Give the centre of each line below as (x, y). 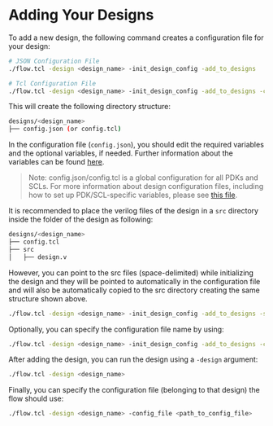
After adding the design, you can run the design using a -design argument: (133, 359)
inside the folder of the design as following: (81, 220)
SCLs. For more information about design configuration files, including (146, 187)
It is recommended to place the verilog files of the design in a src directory (133, 211)
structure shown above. (48, 298)
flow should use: (36, 399)
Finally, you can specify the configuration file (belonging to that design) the (134, 390)
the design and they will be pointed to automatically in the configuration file (134, 281)
